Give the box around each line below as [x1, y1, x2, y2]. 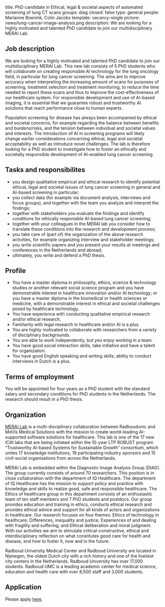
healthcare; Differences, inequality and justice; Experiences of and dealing [5, 517, 157, 523]
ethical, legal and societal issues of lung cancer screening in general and [12, 184, 161, 190]
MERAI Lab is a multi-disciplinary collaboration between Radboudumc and [5, 424, 156, 430]
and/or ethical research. [12, 316, 61, 323]
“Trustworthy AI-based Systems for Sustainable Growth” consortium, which [5, 445, 159, 451]
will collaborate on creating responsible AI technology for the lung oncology [5, 68, 159, 74]
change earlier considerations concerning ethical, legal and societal [5, 135, 143, 141]
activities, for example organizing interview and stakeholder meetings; [12, 237, 155, 243]
